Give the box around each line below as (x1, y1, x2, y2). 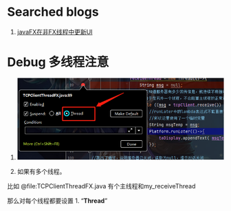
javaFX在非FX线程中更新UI (16, 27, 93, 36)
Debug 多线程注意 (7, 54, 109, 70)
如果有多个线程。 (16, 167, 66, 175)
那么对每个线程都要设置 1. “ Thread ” (7, 197, 108, 205)
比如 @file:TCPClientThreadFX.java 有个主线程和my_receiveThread (7, 181, 196, 190)
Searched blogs (7, 4, 99, 20)
